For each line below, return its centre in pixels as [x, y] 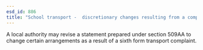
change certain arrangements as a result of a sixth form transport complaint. [101, 40]
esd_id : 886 [21, 12]
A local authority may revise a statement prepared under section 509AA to [99, 34]
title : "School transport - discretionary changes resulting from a [96, 17]
